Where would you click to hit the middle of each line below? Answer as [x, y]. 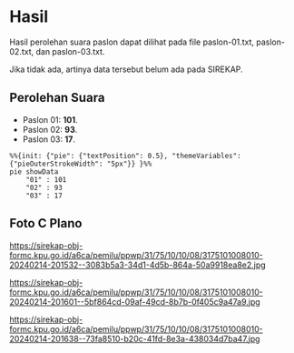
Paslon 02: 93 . [50, 129]
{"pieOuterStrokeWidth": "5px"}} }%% [81, 164]
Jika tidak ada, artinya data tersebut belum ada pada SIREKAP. [126, 69]
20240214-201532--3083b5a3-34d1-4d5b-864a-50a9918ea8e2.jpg [137, 265]
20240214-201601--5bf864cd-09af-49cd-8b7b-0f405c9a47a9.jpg [135, 301]
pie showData [34, 171]
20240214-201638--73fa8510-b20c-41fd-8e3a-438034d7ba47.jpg [135, 338]
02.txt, [22, 51]
